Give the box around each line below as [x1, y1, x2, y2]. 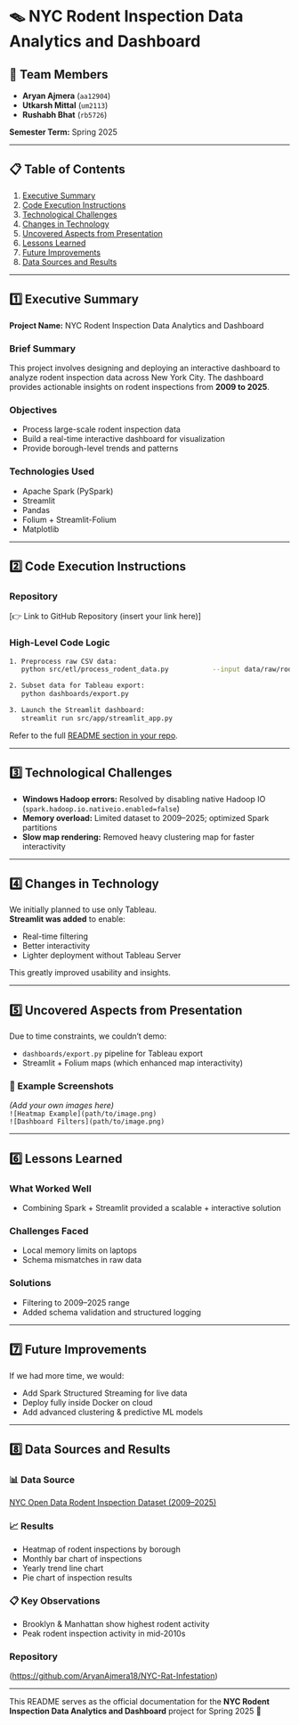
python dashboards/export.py [20, 690, 129, 699]
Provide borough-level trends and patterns [21, 443, 179, 454]
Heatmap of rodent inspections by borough [21, 1544, 181, 1555]
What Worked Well [9, 1182, 92, 1195]
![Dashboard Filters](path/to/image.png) [9, 1117, 166, 1126]
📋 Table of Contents [9, 162, 126, 178]
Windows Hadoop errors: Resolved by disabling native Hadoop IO [21, 793, 266, 804]
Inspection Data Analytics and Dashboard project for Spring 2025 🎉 [9, 1705, 263, 1717]
